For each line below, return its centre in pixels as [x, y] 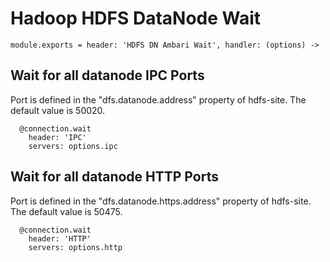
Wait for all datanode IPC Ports [107, 75]
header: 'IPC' [57, 137]
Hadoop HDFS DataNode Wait [136, 18]
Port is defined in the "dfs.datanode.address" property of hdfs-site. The [158, 99]
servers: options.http [75, 247]
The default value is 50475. [66, 211]
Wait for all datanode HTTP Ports [114, 177]
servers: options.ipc [73, 146]
